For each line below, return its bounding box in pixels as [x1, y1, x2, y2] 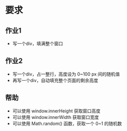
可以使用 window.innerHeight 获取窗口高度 [12, 108, 100, 114]
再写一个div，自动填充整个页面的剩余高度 [12, 77, 98, 83]
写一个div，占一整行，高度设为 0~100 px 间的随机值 [12, 71, 120, 77]
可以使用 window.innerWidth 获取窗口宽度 [12, 114, 99, 120]
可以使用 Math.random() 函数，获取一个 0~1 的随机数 [12, 120, 122, 126]
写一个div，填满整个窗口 [12, 41, 63, 46]
